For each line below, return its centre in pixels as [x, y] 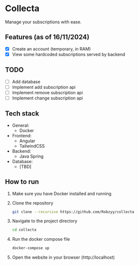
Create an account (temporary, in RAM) [51, 49]
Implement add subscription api [44, 87]
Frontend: [22, 135]
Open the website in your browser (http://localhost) [63, 257]
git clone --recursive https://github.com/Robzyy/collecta [73, 212]
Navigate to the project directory [45, 221]
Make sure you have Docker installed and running [62, 193]
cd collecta [24, 230]
